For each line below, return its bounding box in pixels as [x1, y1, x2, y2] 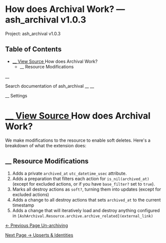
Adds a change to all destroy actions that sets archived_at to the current [12, 197, 161, 203]
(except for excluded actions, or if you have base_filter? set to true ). [12, 181, 155, 187]
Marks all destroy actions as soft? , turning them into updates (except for [12, 186, 162, 192]
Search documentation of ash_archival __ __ [5, 83, 94, 89]
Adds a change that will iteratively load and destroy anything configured [12, 207, 160, 213]
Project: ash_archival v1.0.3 [5, 30, 61, 36]
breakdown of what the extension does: [5, 142, 86, 148]
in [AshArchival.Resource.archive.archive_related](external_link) [12, 213, 154, 219]
